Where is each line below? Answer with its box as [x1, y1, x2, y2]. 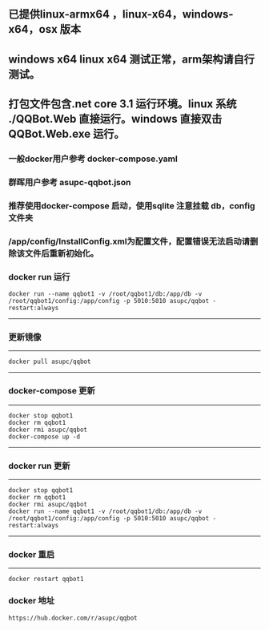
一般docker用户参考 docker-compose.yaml [8, 153, 178, 164]
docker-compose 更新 [8, 386, 95, 397]
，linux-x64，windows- [111, 7, 234, 22]
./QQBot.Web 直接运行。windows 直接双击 [8, 112, 223, 126]
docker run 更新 [8, 460, 70, 471]
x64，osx [8, 22, 58, 36]
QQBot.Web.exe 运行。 [8, 127, 125, 141]
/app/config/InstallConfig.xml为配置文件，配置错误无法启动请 [8, 236, 251, 247]
